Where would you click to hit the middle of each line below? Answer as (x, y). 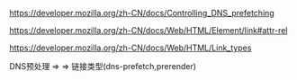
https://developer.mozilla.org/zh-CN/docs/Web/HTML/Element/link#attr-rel (148, 30)
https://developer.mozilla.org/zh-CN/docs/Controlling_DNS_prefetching (142, 13)
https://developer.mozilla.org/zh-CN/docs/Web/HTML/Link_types (130, 48)
